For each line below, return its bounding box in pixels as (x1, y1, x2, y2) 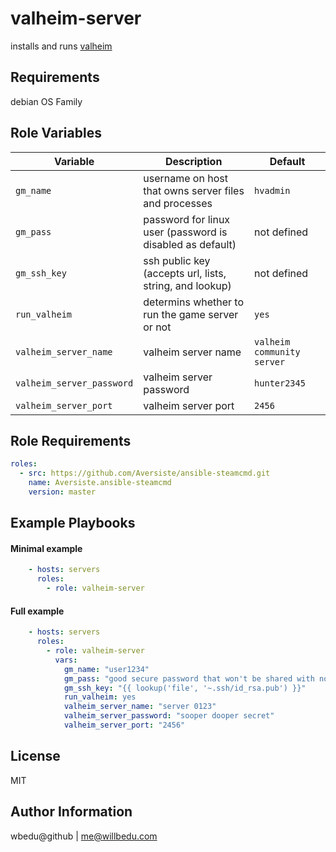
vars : (54, 655, 78, 665)
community (254, 346, 301, 357)
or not (143, 320, 172, 334)
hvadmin (254, 185, 291, 196)
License (10, 748, 61, 765)
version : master (28, 487, 97, 497)
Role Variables (10, 125, 102, 142)
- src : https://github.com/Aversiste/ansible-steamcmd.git (19, 468, 271, 479)
